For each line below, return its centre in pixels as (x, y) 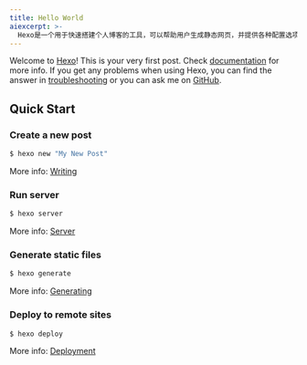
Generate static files (56, 255)
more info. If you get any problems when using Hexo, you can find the (141, 70)
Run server (34, 194)
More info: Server (42, 231)
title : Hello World (47, 18)
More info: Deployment (53, 351)
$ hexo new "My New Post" (58, 154)
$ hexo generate (40, 274)
